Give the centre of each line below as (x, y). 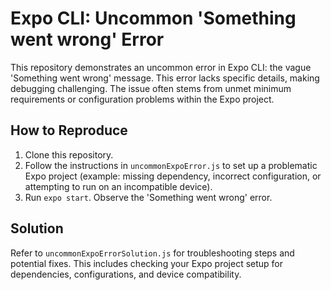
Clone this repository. (69, 154)
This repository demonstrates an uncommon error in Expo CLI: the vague (161, 67)
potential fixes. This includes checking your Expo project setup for (147, 263)
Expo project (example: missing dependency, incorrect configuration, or (173, 176)
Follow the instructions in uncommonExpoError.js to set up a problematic (171, 165)
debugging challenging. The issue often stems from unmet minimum (151, 88)
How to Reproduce (69, 130)
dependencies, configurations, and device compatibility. (126, 274)
